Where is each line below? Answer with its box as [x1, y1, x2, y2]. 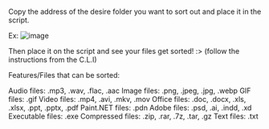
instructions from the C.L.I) [8, 55, 97, 64]
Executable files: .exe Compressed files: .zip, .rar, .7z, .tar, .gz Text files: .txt [8, 111, 259, 121]
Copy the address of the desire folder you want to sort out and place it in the [8, 7, 262, 16]
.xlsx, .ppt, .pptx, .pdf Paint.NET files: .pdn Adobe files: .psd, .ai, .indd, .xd [8, 103, 252, 112]
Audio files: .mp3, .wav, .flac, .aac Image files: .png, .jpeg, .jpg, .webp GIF [8, 86, 251, 95]
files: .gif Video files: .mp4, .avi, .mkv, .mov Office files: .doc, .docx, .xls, [8, 95, 247, 103]
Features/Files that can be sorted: [8, 71, 120, 79]
